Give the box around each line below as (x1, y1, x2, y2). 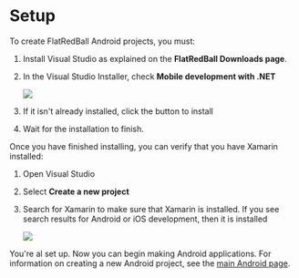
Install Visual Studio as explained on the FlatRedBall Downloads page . (22, 53, 287, 64)
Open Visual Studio (22, 168, 96, 179)
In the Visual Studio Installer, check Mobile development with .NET (22, 70, 276, 82)
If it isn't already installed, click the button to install (22, 106, 214, 117)
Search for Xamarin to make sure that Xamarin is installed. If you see (22, 203, 280, 214)
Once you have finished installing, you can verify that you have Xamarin (9, 140, 278, 151)
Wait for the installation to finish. (22, 123, 144, 134)
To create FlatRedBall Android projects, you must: (9, 36, 196, 46)
